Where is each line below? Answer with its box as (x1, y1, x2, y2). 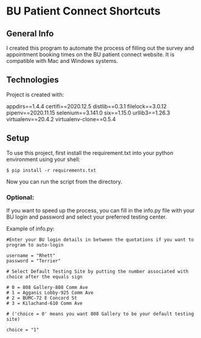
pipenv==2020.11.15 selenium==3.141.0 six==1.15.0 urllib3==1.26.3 (6, 109, 171, 116)
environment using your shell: (6, 156, 81, 163)
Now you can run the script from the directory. (6, 177, 123, 185)
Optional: (6, 193, 35, 201)
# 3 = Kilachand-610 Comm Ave (6, 300, 83, 307)
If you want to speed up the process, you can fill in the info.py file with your (6, 207, 195, 214)
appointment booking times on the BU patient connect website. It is (6, 51, 175, 58)
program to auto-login (6, 242, 64, 248)
